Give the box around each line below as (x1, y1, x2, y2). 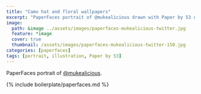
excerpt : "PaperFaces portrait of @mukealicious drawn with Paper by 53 (6, 14, 191, 20)
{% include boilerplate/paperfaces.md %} (6, 81, 109, 88)
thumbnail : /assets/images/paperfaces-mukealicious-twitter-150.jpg (11, 42, 186, 48)
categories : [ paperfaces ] (6, 48, 71, 54)
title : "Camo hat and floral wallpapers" (6, 8, 111, 15)
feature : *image (11, 31, 52, 37)
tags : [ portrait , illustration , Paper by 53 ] (6, 53, 121, 59)
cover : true (11, 36, 42, 42)
